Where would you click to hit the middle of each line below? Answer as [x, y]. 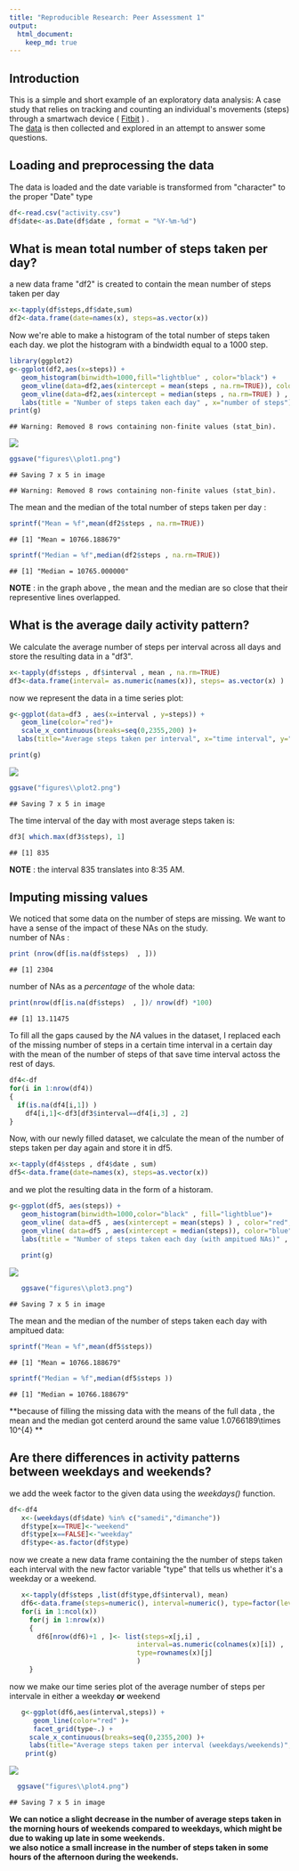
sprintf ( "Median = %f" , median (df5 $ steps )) [91, 1379]
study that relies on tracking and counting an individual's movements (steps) [149, 110]
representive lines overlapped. [65, 597]
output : [24, 26]
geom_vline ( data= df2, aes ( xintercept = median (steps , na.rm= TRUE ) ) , [155, 394]
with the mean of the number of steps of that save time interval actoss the [145, 1054]
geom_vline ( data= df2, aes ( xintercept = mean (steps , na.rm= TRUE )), [147, 386]
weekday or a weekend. [53, 1579]
